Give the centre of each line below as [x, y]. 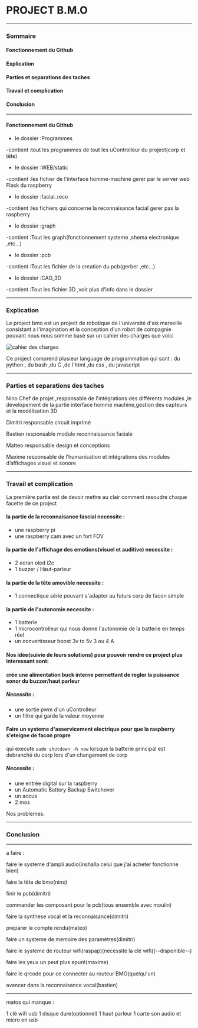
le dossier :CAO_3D [38, 278]
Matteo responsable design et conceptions [58, 445]
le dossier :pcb [33, 255]
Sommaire [21, 36]
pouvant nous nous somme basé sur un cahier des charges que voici [90, 335]
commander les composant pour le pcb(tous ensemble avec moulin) [89, 904]
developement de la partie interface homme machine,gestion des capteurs [97, 405]
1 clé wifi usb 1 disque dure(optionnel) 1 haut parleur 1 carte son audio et [94, 1013]
